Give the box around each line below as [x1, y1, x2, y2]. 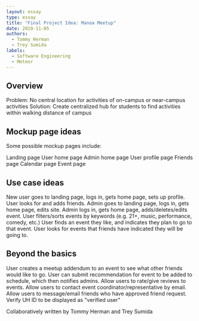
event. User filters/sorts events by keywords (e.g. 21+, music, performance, [6, 212, 192, 220]
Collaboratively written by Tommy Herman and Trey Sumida [6, 308, 153, 315]
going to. [6, 231, 29, 239]
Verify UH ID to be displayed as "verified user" [6, 296, 121, 303]
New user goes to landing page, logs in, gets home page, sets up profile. [6, 193, 185, 200]
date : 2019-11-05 [6, 25, 50, 32]
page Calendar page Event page [6, 160, 86, 168]
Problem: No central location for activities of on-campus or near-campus [6, 97, 186, 104]
